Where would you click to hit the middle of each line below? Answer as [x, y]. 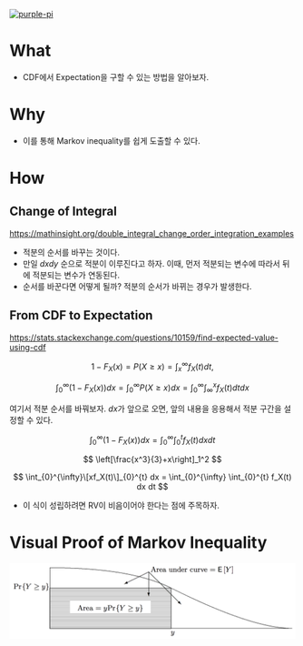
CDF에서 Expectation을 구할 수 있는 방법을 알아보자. [116, 76]
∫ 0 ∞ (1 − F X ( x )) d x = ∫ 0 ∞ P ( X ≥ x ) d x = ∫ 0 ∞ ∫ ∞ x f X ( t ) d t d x [152, 388]
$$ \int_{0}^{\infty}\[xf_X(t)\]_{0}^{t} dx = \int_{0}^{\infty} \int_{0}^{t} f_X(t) [152, 477]
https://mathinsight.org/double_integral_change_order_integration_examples [152, 233]
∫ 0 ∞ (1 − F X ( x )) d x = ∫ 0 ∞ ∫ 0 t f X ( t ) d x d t [152, 440]
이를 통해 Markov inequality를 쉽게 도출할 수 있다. [112, 140]
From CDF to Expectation [81, 315]
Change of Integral [64, 212]
